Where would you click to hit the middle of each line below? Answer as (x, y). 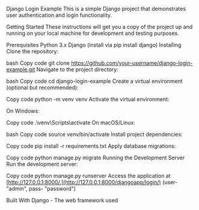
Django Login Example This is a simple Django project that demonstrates (96, 9)
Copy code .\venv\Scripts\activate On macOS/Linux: (71, 122)
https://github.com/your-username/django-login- (132, 63)
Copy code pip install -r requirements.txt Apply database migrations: (91, 146)
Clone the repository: (32, 51)
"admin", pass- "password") (41, 189)
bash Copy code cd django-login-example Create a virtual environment (95, 81)
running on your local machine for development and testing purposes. (93, 33)
